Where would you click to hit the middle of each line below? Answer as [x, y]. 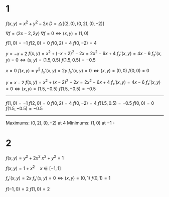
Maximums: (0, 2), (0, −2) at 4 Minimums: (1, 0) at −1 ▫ [60, 123]
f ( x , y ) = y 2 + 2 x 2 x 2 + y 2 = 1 [35, 157]
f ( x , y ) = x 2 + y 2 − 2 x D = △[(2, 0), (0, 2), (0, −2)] [55, 23]
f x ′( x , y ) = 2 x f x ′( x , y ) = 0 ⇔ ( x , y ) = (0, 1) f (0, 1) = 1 [58, 178]
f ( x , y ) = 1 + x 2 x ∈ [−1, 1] [33, 168]
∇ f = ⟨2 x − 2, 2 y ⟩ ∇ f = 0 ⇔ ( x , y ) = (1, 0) [47, 33]
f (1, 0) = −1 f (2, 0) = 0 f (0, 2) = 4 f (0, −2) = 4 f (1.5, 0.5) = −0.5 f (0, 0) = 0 [80, 103]
